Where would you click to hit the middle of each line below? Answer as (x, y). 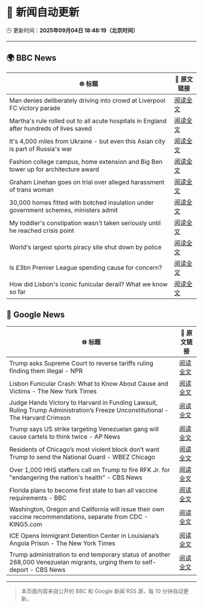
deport (19, 569)
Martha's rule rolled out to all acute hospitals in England (88, 120)
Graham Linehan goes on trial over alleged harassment (87, 182)
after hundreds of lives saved (51, 128)
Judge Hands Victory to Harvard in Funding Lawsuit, (83, 402)
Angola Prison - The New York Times (63, 543)
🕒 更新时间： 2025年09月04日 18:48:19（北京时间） (72, 30)
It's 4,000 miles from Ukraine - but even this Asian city (87, 141)
